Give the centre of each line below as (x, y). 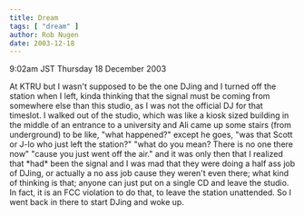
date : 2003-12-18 (42, 43)
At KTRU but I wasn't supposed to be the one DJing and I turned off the (143, 86)
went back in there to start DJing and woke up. (97, 202)
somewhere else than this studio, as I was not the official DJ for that (136, 106)
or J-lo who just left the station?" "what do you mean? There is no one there (151, 144)
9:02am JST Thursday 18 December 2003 (88, 69)
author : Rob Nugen (44, 34)
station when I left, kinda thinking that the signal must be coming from (140, 96)
